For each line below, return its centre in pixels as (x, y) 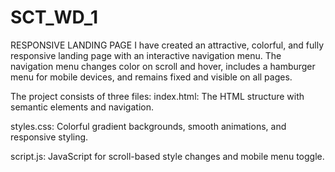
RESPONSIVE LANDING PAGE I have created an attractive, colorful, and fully (167, 45)
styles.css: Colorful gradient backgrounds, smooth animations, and (148, 126)
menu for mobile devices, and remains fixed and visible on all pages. (151, 77)
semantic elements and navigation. (82, 107)
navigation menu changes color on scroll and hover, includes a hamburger (163, 66)
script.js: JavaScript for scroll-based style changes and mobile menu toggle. (167, 156)
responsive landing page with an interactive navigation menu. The (146, 55)
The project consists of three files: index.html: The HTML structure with (157, 96)
